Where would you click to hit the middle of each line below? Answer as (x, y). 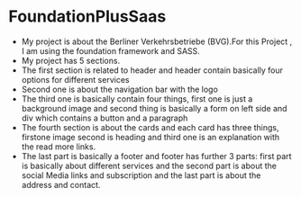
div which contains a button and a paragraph (105, 118)
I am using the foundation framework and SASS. (110, 50)
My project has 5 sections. (71, 60)
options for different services (75, 79)
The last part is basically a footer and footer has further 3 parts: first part (156, 156)
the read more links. (59, 147)
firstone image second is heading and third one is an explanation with (150, 137)
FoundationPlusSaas (87, 17)
